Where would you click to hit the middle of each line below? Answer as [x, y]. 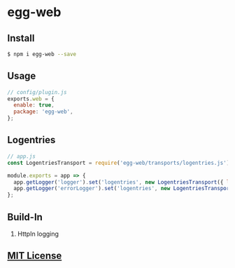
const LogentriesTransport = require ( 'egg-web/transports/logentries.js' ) [119, 163]
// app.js [22, 156]
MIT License [35, 256]
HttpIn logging [38, 234]
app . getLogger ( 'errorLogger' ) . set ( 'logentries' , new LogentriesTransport [123, 189]
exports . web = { [31, 99]
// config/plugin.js [37, 92]
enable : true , [34, 105]
